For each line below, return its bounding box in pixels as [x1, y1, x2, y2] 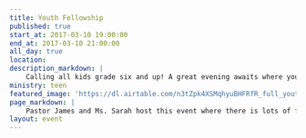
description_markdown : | [9, 64, 104, 74]
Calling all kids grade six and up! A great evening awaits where [25, 73, 283, 82]
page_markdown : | [9, 97, 76, 107]
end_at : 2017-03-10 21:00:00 [9, 38, 120, 48]
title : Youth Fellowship [9, 13, 104, 23]
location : [9, 55, 47, 64]
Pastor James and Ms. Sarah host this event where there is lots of [25, 106, 291, 115]
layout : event [9, 114, 64, 123]
